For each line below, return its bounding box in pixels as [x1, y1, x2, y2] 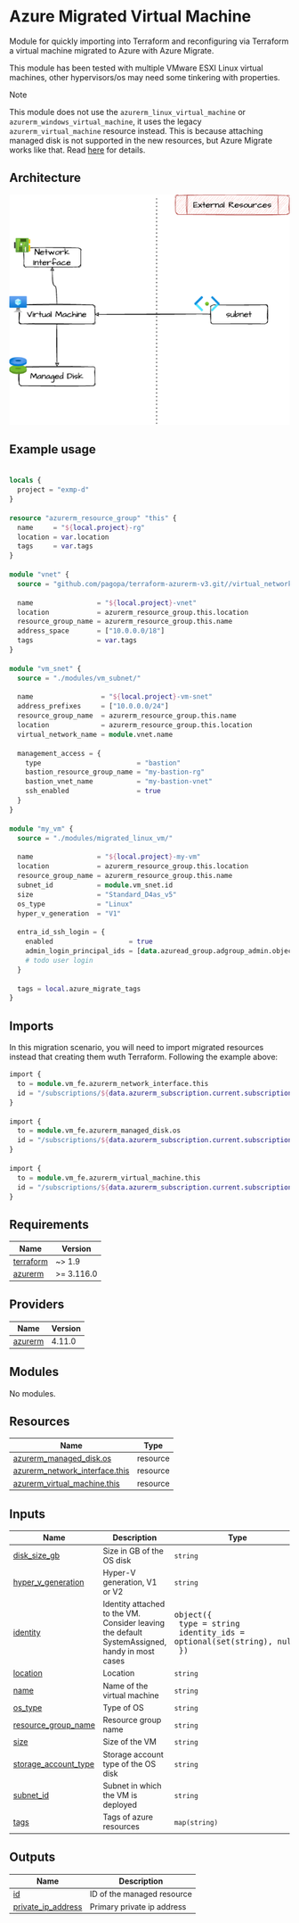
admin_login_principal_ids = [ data [25, 947, 158, 956]
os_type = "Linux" [17, 899, 133, 908]
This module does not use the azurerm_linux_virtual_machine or [9, 106, 246, 117]
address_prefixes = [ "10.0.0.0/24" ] [17, 702, 169, 711]
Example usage [9, 442, 96, 457]
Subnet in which [102, 1780, 162, 1791]
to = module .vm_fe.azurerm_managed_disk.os [17, 1126, 181, 1135]
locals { [9, 476, 42, 485]
